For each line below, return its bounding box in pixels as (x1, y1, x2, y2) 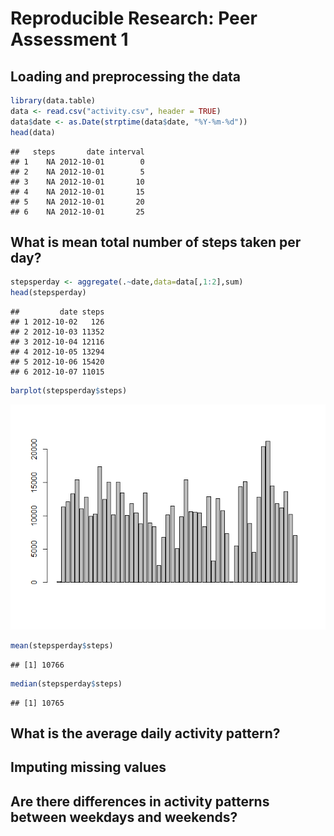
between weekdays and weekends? (10, 808, 238, 826)
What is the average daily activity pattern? (10, 725, 281, 742)
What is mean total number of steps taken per (10, 233, 302, 251)
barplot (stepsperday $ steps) (10, 386, 128, 396)
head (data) (10, 127, 56, 137)
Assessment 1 (10, 28, 129, 51)
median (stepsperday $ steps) (10, 678, 123, 689)
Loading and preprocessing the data (10, 68, 241, 85)
